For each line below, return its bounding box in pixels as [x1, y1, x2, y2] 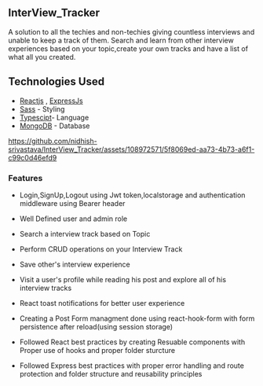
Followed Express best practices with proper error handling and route [19, 361, 245, 370]
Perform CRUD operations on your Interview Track [19, 244, 183, 254]
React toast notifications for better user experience [19, 298, 185, 307]
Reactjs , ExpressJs [19, 96, 84, 105]
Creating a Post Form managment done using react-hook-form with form [19, 314, 255, 323]
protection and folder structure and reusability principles [19, 369, 203, 378]
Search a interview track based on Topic [19, 229, 151, 238]
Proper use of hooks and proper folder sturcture [19, 345, 175, 355]
